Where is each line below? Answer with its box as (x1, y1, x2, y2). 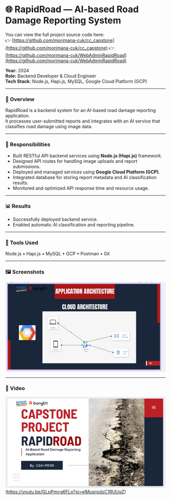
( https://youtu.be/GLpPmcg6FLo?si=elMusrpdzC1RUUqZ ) (5, 488, 126, 494)
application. (5, 113, 30, 119)
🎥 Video (5, 385, 25, 392)
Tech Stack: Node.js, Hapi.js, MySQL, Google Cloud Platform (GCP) (5, 78, 148, 84)
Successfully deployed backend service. (12, 216, 98, 222)
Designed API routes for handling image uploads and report (12, 158, 137, 164)
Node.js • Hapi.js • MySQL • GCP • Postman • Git (5, 251, 110, 257)
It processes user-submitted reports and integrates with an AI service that (5, 118, 160, 124)
